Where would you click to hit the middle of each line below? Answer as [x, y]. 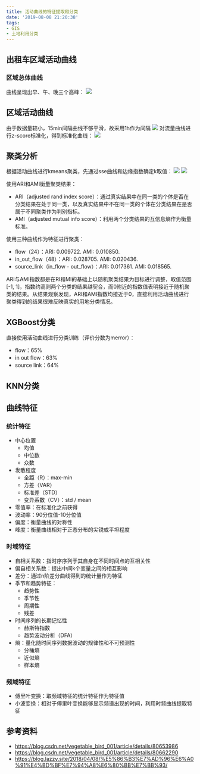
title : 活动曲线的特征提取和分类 [42, 12]
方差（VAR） [39, 485]
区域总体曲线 [25, 78]
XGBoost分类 [31, 322]
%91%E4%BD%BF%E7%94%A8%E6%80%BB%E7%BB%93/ [91, 765]
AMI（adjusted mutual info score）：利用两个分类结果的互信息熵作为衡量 [103, 219]
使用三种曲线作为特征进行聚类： [45, 239]
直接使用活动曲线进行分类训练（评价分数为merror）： [71, 338]
